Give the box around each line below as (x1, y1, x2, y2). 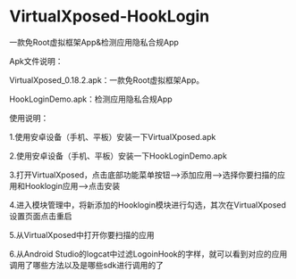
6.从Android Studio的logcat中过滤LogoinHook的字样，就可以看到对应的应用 (9, 248, 288, 259)
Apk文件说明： (9, 55, 63, 66)
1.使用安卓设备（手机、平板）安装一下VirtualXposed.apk (9, 131, 216, 142)
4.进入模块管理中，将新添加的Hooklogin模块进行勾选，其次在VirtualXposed (9, 199, 286, 210)
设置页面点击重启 (9, 210, 72, 221)
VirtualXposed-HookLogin (9, 6, 210, 27)
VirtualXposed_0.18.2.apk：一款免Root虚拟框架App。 (9, 74, 205, 86)
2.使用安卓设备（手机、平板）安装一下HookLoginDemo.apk (9, 150, 228, 161)
